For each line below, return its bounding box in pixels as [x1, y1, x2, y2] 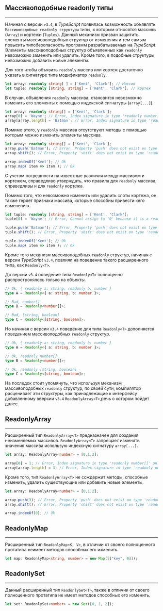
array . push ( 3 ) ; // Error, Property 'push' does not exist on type [5, 497, 142, 502]
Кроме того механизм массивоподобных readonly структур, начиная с [5, 252, 152, 258]
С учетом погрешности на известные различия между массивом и [5, 172, 145, 179]
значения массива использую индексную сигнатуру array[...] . [5, 443, 138, 448]
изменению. [5, 202, 31, 208]
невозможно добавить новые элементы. [5, 57, 90, 63]
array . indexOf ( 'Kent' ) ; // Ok [5, 159, 66, 164]
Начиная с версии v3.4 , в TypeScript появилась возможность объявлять [5, 21, 156, 27]
